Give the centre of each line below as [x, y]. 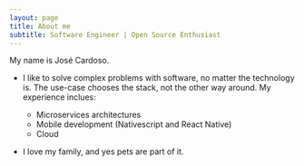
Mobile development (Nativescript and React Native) [134, 124]
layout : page [34, 18]
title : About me [40, 26]
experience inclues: [59, 97]
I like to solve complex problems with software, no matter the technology [158, 78]
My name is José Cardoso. [59, 61]
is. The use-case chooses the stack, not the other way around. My [147, 88]
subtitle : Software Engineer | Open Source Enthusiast [115, 34]
